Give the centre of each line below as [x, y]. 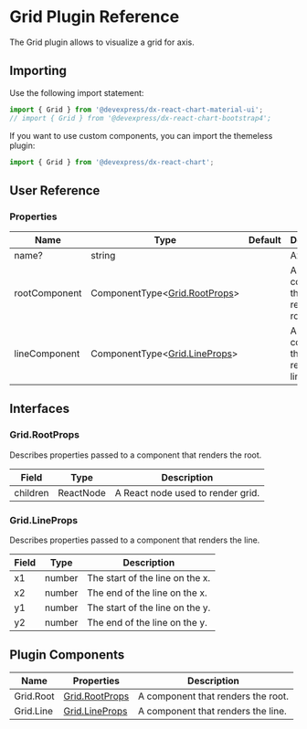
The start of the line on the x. [148, 578]
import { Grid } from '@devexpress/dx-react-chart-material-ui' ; [136, 110]
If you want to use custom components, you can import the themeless [141, 135]
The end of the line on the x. [147, 593]
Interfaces [40, 409]
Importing [38, 71]
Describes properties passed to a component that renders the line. [135, 540]
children [32, 492]
